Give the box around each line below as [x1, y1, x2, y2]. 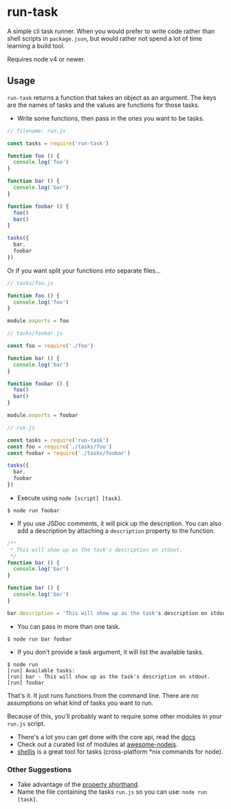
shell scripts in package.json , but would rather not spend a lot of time [7, 34, 203, 42]
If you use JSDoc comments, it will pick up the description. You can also [16, 519, 222, 527]
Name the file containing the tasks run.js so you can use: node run [16, 788, 208, 796]
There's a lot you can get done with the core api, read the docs [16, 732, 196, 741]
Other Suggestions [7, 764, 72, 774]
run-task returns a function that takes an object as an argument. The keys [7, 93, 217, 101]
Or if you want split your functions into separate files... [7, 266, 162, 275]
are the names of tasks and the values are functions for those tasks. [7, 101, 200, 109]
